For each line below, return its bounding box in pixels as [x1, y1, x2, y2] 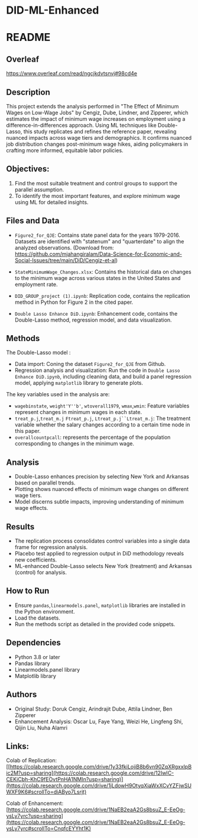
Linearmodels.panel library [14, 666, 80, 673]
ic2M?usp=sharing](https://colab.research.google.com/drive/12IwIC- [6, 769, 174, 776]
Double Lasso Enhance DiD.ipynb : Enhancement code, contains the [14, 310, 178, 317]
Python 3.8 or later [14, 653, 60, 660]
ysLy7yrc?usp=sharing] [6, 813, 63, 820]
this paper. [14, 428, 41, 435]
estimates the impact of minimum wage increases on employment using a [6, 115, 186, 122]
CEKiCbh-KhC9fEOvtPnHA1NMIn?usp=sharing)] [6, 776, 124, 783]
